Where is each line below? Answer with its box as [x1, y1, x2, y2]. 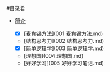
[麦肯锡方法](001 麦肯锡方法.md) [23, 30, 103, 37]
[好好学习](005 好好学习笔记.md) [23, 60, 104, 67]
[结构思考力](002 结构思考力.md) [23, 37, 105, 45]
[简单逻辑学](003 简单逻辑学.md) [23, 45, 105, 52]
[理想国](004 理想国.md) [23, 52, 84, 60]
